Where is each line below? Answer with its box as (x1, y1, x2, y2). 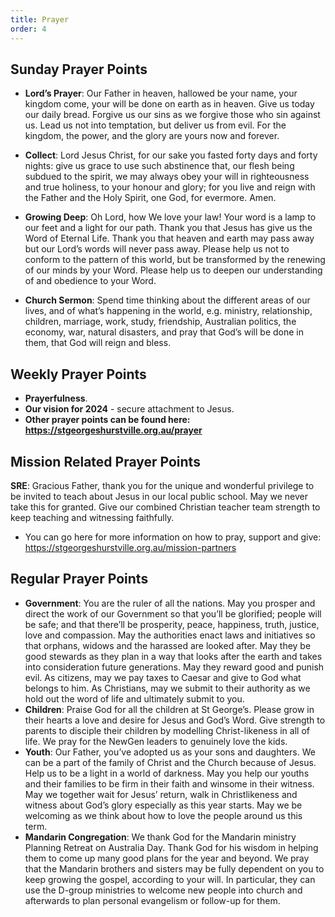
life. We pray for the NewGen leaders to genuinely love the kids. (24, 735, 288, 747)
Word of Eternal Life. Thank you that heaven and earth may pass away (24, 232, 315, 245)
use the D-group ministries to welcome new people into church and (24, 884, 303, 896)
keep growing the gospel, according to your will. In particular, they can (24, 873, 316, 885)
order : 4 (10, 24, 47, 34)
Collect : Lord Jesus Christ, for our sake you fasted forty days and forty (24, 149, 318, 161)
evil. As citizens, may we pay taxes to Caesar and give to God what (24, 671, 302, 683)
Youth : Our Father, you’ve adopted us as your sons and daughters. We (24, 746, 316, 758)
